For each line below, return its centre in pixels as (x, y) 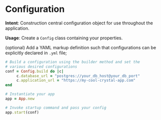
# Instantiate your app (30, 94)
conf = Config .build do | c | (35, 71)
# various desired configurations (41, 66)
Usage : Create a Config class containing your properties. (64, 38)
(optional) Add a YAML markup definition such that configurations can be (81, 47)
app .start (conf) (22, 112)
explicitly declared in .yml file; (36, 53)
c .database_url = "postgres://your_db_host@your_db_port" (78, 76)
